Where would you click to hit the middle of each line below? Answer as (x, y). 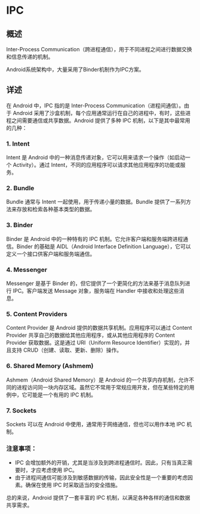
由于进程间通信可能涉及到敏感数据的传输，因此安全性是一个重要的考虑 (101, 478)
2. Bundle (20, 188)
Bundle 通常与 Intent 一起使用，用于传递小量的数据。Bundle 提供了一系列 (96, 202)
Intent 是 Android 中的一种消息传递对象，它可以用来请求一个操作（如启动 (96, 157)
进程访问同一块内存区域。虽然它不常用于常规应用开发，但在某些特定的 (103, 387)
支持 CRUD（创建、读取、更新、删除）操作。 (67, 350)
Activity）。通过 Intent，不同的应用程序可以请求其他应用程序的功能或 (96, 165)
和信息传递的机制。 (30, 57)
